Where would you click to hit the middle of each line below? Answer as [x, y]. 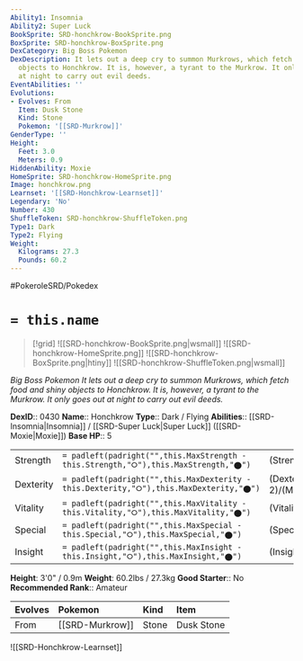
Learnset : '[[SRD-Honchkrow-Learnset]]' [87, 193]
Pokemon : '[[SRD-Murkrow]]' [71, 127]
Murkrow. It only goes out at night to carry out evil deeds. [117, 399]
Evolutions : [32, 93]
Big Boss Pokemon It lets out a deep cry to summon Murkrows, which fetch [150, 380]
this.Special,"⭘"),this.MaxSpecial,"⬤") [152, 534]
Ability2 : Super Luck [51, 26]
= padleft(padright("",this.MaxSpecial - [152, 525]
